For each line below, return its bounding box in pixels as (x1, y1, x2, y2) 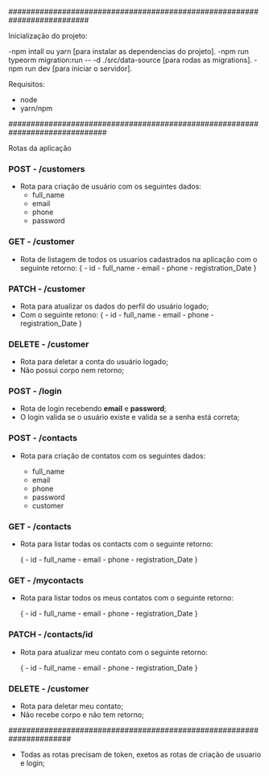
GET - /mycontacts (8, 575, 85, 586)
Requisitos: (8, 80, 46, 89)
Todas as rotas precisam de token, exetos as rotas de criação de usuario (19, 749, 262, 759)
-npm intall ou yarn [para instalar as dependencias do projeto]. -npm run (8, 47, 250, 56)
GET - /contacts (8, 521, 72, 532)
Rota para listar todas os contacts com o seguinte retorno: (19, 539, 213, 549)
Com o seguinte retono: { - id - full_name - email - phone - (19, 309, 215, 319)
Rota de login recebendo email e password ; (19, 404, 167, 413)
